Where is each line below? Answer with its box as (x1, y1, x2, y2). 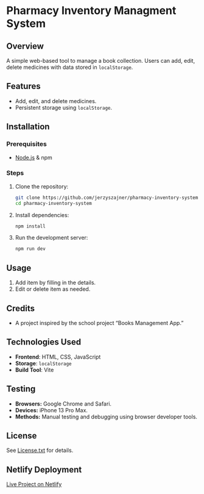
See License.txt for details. (6, 446, 74, 454)
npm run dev (15, 246, 46, 252)
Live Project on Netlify (6, 481, 62, 488)
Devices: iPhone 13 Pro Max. (15, 406, 88, 413)
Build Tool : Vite (15, 366, 54, 373)
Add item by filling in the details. (15, 279, 96, 287)
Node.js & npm (15, 154, 53, 161)
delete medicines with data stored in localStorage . (6, 63, 133, 71)
